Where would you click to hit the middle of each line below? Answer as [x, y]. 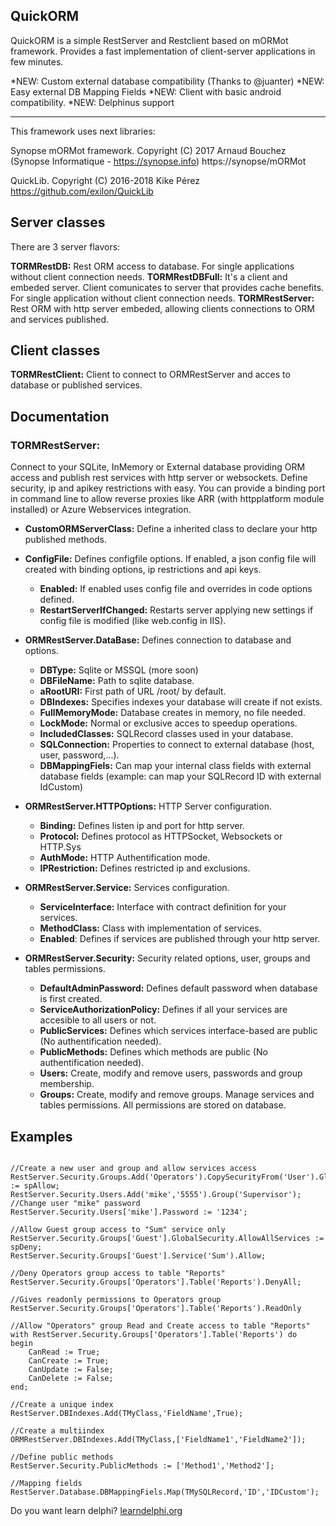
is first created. [71, 999]
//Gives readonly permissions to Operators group [116, 1299]
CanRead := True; [64, 1352]
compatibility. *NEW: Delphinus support [92, 102]
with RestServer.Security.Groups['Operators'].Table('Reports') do [154, 1334]
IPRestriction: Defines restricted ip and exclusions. [145, 868]
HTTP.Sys [60, 847]
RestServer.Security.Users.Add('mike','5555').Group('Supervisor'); [156, 1194]
